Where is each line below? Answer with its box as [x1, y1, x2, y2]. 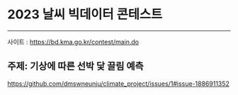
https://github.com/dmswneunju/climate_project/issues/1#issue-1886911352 [7, 79, 230, 88]
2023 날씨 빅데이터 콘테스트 [7, 6, 163, 23]
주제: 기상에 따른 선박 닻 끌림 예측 [7, 61, 144, 72]
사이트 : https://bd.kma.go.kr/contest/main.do [7, 37, 140, 46]
